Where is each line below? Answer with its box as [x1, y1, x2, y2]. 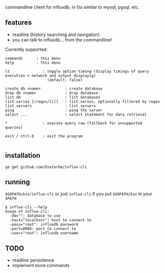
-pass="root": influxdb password [9, 222, 79, 227]
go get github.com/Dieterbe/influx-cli [5, 164, 87, 169]
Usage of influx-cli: [5, 209, 50, 214]
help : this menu [5, 60, 61, 65]
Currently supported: [5, 46, 48, 52]
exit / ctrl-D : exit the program [5, 133, 83, 139]
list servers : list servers [5, 103, 96, 108]
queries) [5, 125, 23, 130]
